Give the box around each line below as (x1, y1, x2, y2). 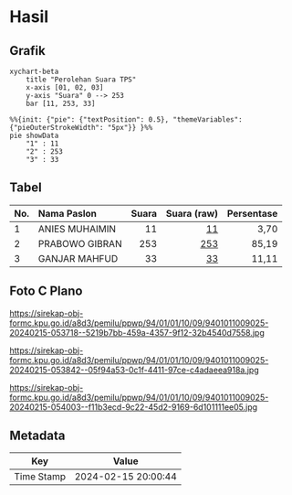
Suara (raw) (165, 207, 219, 220)
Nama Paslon (37, 207, 98, 220)
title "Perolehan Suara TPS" (26, 75, 137, 84)
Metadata (9, 428, 66, 444)
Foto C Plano (9, 284, 83, 299)
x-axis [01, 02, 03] (26, 83, 104, 92)
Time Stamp (14, 470, 67, 483)
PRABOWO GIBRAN (37, 237, 122, 250)
